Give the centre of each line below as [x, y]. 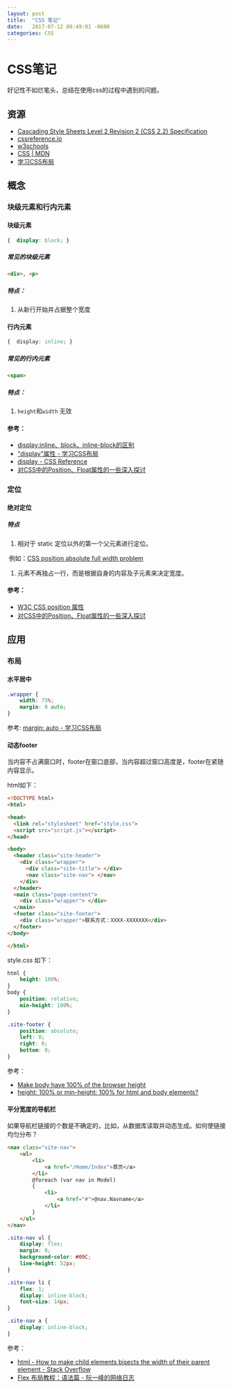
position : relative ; [49, 999]
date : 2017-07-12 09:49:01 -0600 [59, 26]
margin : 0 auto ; [43, 707]
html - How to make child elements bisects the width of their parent [113, 1362]
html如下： [23, 785]
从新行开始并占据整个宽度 [54, 309]
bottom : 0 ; [35, 1050]
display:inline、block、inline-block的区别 [76, 445]
